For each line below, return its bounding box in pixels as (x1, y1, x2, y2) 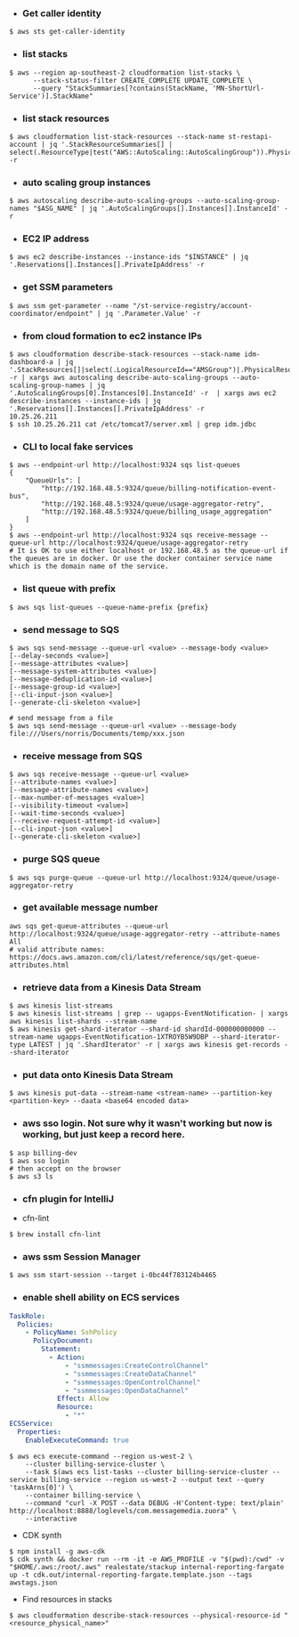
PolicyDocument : (32, 1336, 93, 1346)
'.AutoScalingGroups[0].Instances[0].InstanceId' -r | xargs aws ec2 (9, 389, 277, 398)
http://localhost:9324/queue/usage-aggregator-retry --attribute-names (9, 929, 280, 938)
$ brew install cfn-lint (9, 1230, 101, 1239)
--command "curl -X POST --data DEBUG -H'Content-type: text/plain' (25, 1498, 285, 1507)
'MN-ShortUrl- (212, 84, 265, 93)
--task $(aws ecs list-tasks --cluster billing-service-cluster (25, 1467, 269, 1476)
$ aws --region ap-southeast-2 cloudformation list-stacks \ (9, 68, 241, 77)
